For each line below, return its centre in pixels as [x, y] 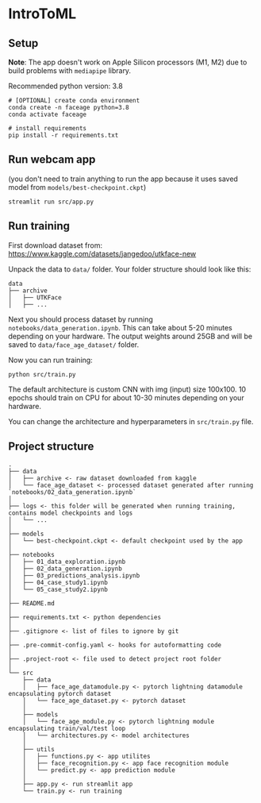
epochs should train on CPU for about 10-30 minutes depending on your [126, 397]
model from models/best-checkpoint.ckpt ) [77, 187]
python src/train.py [42, 374]
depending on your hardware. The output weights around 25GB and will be [130, 336]
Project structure [51, 447]
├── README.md [32, 604]
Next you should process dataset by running [81, 319]
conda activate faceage [48, 114]
